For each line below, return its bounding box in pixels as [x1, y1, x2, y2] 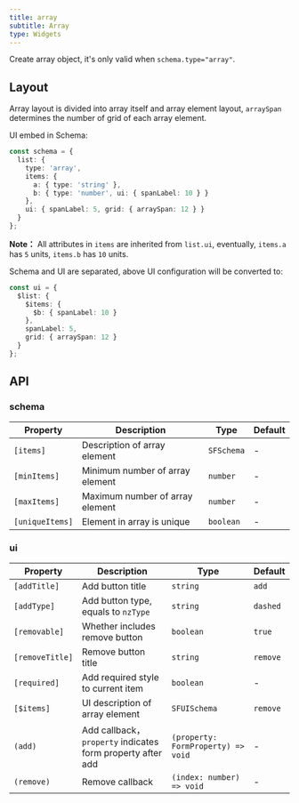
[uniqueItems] [13, 517, 74, 526]
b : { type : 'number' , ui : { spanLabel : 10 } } [32, 189, 209, 197]
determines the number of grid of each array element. [9, 113, 207, 124]
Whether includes [81, 620, 156, 632]
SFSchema [207, 446, 246, 455]
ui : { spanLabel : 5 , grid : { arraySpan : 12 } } [25, 205, 205, 214]
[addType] [13, 601, 55, 611]
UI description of [81, 696, 152, 709]
